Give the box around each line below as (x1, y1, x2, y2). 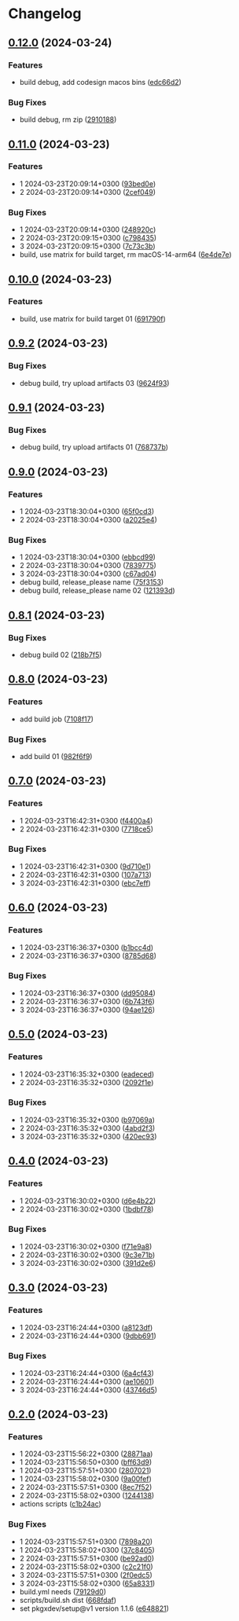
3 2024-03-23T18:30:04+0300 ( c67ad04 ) (19, 569, 157, 578)
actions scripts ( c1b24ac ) (19, 1499, 102, 1509)
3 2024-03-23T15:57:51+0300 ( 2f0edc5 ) (19, 1570, 153, 1579)
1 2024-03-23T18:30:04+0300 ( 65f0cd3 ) (19, 506, 155, 515)
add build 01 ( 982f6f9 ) (19, 751, 93, 761)
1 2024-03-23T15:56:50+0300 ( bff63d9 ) (19, 1458, 153, 1467)
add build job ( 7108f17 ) (19, 714, 94, 724)
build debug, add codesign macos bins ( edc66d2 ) (19, 77, 182, 86)
